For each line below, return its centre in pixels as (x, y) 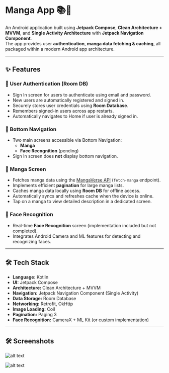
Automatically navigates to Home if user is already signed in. (75, 116)
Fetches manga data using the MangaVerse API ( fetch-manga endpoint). (87, 180)
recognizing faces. (32, 241)
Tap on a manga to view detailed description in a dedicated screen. (82, 202)
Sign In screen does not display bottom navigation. (65, 156)
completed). (25, 231)
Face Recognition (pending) (49, 151)
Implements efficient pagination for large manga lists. (68, 185)
